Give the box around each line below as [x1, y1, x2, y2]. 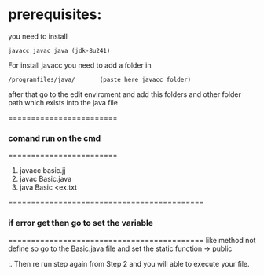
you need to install [8, 31, 68, 41]
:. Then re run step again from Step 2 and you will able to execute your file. [8, 259, 250, 268]
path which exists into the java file [8, 98, 118, 107]
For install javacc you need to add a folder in [8, 61, 152, 70]
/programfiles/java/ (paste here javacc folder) [8, 75, 192, 83]
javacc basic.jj [19, 166, 66, 175]
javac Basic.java [19, 175, 72, 184]
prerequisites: [8, 6, 102, 24]
